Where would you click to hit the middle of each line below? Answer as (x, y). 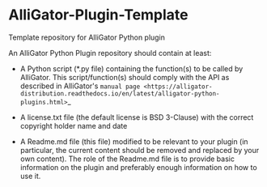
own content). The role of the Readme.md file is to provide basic (127, 159)
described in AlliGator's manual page (80, 86)
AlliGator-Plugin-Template (98, 15)
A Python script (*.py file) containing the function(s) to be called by (131, 68)
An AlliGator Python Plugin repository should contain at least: (110, 53)
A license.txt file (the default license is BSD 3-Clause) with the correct (137, 117)
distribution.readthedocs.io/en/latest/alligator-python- (120, 93)
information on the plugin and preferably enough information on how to (138, 167)
